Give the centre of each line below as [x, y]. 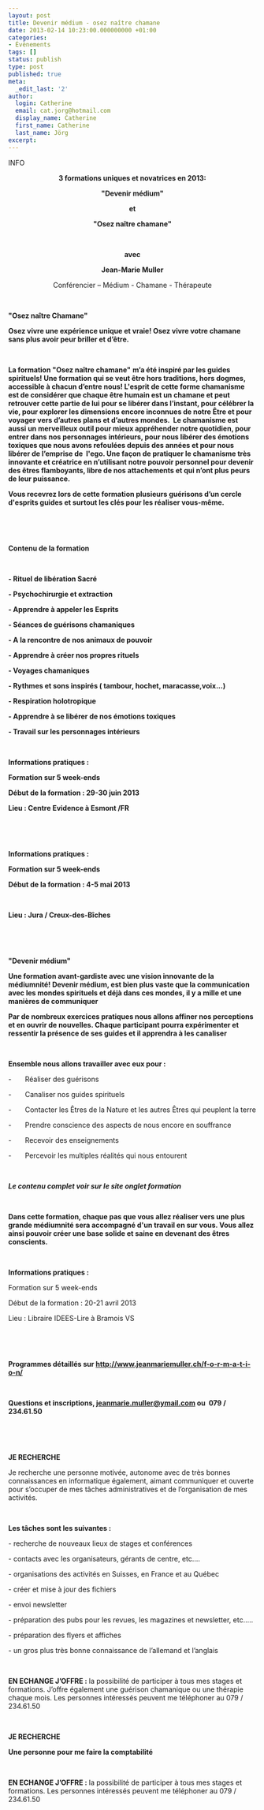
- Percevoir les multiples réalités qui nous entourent [98, 1155]
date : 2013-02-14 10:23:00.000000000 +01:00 [82, 30]
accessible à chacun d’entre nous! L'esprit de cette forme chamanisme [126, 386]
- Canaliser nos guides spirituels [67, 1094]
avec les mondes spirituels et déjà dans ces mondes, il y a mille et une [125, 993]
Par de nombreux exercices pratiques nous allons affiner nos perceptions [131, 1016]
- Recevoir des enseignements [64, 1140]
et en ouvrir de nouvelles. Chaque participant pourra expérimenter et [123, 1024]
